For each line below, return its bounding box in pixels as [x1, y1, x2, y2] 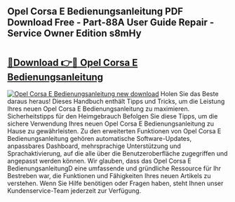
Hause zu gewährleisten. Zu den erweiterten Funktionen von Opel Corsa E [7, 127, 222, 135]
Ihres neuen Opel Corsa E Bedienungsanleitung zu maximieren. [7, 105, 190, 113]
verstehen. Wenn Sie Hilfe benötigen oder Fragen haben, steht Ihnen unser [7, 179, 224, 187]
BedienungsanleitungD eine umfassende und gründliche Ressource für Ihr [7, 164, 221, 173]
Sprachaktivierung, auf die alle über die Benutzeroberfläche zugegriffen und [7, 149, 228, 157]
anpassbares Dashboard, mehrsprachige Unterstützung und [7, 142, 181, 150]
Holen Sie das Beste [160, 90, 219, 97]
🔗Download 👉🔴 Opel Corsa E [7, 56, 138, 69]
